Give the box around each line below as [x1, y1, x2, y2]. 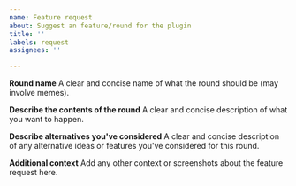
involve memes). [9, 88, 69, 98]
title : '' [9, 29, 46, 38]
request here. [9, 167, 58, 178]
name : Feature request [9, 12, 93, 22]
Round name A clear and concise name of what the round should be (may [9, 78, 279, 89]
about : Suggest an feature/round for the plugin [9, 21, 192, 30]
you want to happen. [9, 114, 84, 125]
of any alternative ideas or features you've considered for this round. [9, 141, 260, 151]
